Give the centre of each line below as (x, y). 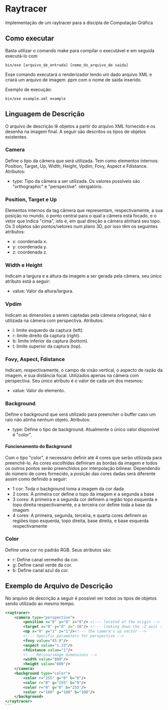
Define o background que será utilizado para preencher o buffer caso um (80, 414)
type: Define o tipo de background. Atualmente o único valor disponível (86, 429)
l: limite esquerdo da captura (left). (48, 330)
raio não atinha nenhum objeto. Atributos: (48, 420)
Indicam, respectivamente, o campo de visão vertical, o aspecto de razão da (84, 370)
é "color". (22, 435)
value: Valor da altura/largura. (43, 291)
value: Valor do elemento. (39, 391)
